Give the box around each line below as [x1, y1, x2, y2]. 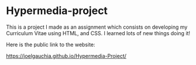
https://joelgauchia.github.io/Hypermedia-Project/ [6, 52, 127, 59]
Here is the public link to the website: [6, 41, 95, 48]
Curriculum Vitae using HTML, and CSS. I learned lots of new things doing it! [6, 29, 191, 36]
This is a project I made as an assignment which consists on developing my [6, 23, 188, 30]
